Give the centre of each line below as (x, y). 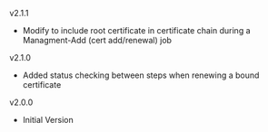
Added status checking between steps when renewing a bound (141, 75)
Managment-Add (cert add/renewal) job (97, 40)
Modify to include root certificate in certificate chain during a (137, 30)
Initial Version (48, 120)
